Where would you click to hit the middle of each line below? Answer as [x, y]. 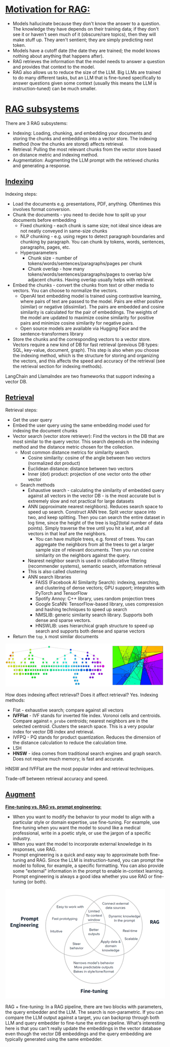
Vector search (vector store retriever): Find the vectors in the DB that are [89, 436]
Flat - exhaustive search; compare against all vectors [68, 710]
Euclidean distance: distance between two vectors [80, 468]
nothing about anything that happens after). [58, 56]
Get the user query [32, 420]
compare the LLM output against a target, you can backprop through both [82, 1017]
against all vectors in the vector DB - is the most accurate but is [94, 495]
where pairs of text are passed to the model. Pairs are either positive [92, 301]
